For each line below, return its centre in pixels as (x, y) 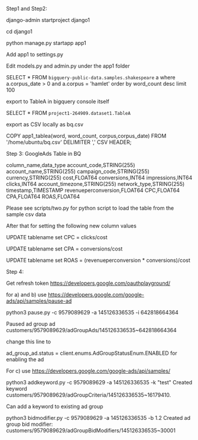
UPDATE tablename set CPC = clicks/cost (57, 237)
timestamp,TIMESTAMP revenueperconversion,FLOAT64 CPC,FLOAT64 (93, 190)
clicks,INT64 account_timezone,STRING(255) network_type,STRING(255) (95, 184)
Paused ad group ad (31, 324)
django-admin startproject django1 (48, 20)
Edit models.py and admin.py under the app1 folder (68, 66)
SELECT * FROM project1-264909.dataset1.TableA (69, 113)
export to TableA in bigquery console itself (58, 101)
